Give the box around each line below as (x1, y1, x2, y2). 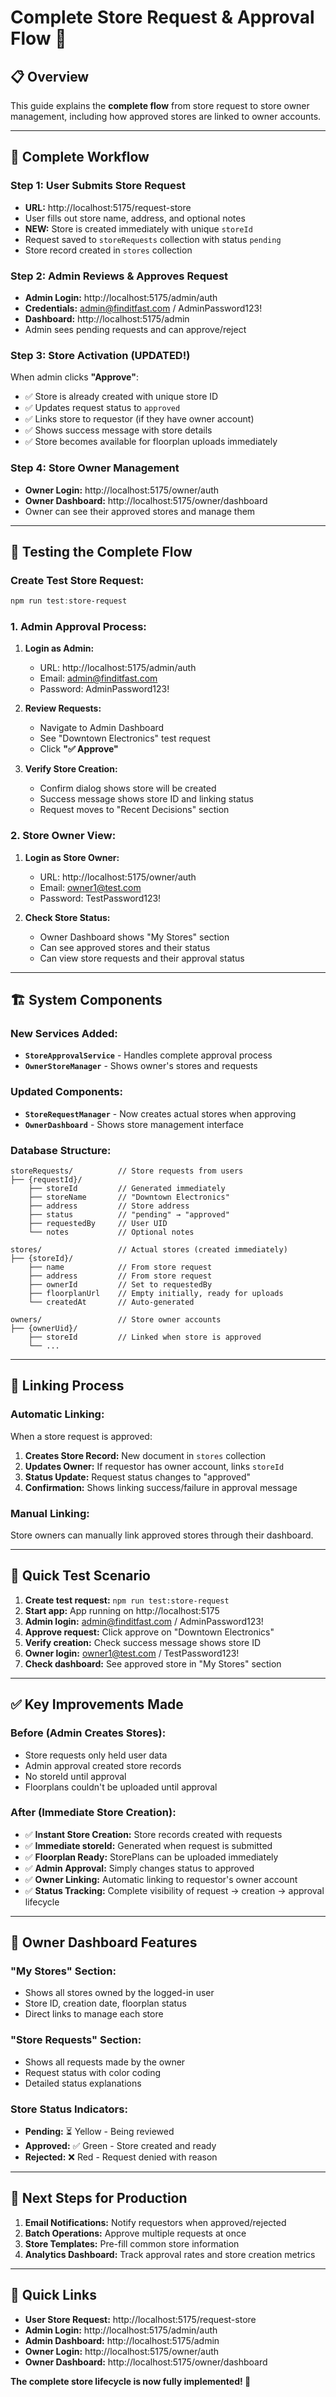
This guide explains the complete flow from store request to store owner (10, 100, 310, 111)
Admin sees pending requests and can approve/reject (24, 323, 247, 335)
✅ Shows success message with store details (24, 424, 213, 436)
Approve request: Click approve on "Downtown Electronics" (24, 1626, 275, 1638)
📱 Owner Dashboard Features (10, 1934, 198, 1951)
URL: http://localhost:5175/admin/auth (39, 662, 197, 674)
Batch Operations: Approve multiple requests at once (24, 2227, 247, 2239)
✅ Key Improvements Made (10, 1696, 184, 1713)
